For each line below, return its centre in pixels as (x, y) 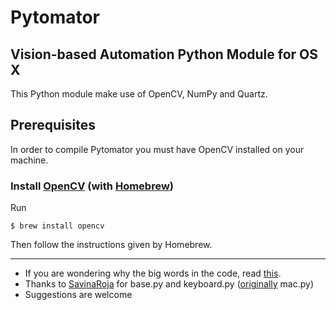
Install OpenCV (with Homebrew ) (92, 186)
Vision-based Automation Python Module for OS (164, 54)
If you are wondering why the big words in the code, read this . (153, 273)
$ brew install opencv (57, 226)
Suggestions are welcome (78, 295)
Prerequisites (53, 125)
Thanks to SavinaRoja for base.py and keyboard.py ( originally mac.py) (169, 284)
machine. (29, 160)
